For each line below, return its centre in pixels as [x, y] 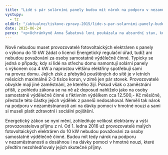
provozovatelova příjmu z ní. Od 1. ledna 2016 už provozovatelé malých [78, 126]
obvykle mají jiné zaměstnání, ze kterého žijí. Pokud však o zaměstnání [78, 84]
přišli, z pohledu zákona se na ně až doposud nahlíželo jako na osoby [76, 90]
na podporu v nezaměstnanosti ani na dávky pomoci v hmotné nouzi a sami [83, 106]
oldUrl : [13, 24]
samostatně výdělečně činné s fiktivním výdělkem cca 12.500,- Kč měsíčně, [83, 95]
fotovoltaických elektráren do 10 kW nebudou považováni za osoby [74, 131]
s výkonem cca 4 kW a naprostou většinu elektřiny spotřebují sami [73, 68]
